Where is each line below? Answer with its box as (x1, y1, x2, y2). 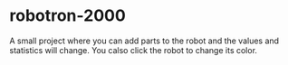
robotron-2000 (9, 5, 127, 26)
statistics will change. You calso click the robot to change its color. (9, 44, 258, 55)
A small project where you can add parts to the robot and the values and (9, 35, 279, 46)
